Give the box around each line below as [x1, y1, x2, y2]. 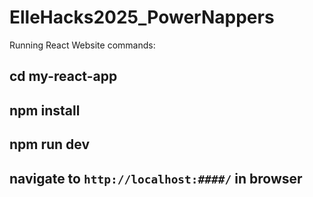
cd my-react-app [9, 68, 118, 85]
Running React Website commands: [9, 39, 156, 51]
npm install [9, 102, 81, 119]
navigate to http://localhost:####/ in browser [9, 170, 303, 187]
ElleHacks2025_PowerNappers [9, 6, 275, 29]
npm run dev [9, 136, 91, 153]
